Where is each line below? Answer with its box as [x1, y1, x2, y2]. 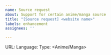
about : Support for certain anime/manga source [5, 12, 106, 17]
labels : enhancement [5, 21, 48, 26]
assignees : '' [5, 26, 35, 31]
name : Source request [5, 7, 50, 12]
